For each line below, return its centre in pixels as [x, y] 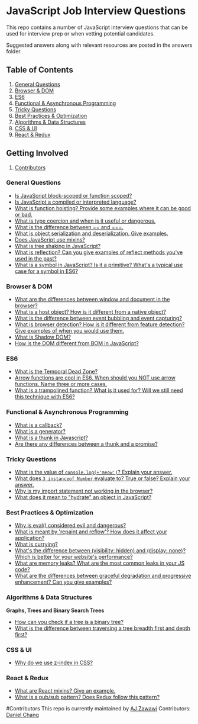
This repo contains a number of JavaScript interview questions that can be [97, 27]
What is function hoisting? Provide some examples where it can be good [103, 208]
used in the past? [36, 258]
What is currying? [36, 544]
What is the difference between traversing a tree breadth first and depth [102, 628]
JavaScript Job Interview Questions [96, 11]
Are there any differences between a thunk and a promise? [86, 444]
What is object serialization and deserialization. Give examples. [91, 233]
